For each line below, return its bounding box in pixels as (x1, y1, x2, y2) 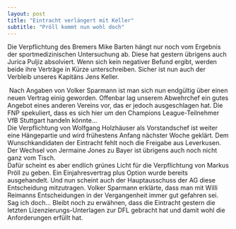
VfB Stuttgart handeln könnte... (7, 116, 98, 125)
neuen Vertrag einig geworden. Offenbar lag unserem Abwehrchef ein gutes (7, 94, 229, 102)
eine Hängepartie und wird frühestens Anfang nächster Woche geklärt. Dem (7, 131, 229, 140)
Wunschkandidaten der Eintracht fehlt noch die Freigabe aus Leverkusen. (7, 139, 221, 147)
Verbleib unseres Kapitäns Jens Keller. (7, 73, 119, 81)
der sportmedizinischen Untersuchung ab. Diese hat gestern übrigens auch (7, 50, 228, 58)
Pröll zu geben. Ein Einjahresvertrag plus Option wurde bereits (7, 168, 189, 177)
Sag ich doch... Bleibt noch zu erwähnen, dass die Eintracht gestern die (7, 199, 216, 207)
